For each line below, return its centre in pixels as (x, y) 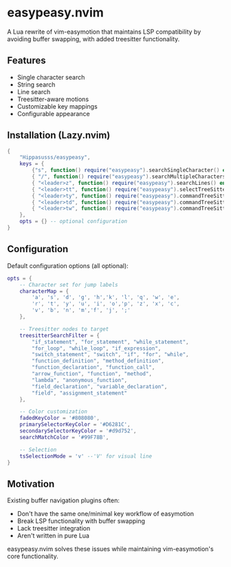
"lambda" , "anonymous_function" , (80, 380)
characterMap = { (44, 291)
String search (36, 85)
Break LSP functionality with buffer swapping (81, 521)
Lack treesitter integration (54, 529)
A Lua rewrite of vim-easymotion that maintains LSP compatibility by (104, 32)
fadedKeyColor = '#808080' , (59, 418)
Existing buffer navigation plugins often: (64, 500)
